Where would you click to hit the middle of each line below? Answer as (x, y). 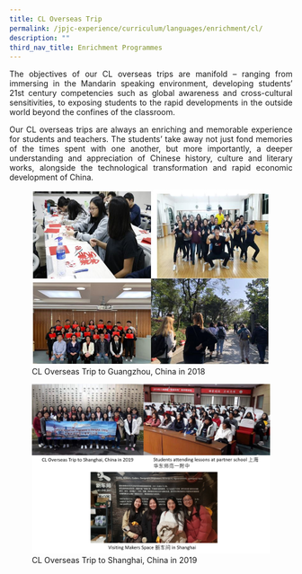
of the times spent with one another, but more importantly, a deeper (151, 149)
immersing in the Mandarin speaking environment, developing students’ (151, 84)
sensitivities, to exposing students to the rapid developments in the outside (151, 102)
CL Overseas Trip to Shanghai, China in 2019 (115, 560)
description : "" (40, 38)
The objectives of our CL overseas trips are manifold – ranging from (151, 74)
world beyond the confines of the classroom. (92, 112)
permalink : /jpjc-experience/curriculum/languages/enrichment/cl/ (136, 28)
